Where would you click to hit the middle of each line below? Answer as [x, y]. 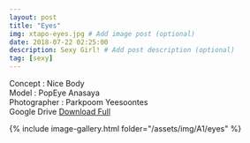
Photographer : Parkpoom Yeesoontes [79, 102]
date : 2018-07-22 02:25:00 [59, 42]
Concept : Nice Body [47, 83]
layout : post [33, 17]
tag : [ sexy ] [31, 58]
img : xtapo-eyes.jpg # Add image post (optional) [102, 34]
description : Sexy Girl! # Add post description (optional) [122, 50]
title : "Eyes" [35, 26]
